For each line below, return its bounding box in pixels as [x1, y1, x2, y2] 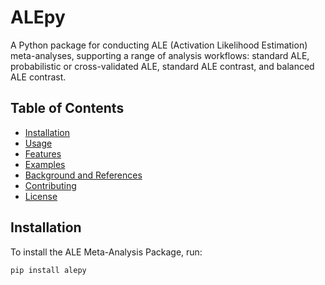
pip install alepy [10, 265, 87, 275]
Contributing [24, 179, 77, 191]
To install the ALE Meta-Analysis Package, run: [10, 246, 203, 258]
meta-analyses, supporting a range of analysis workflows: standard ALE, [10, 49, 310, 61]
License [24, 190, 58, 202]
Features [24, 147, 62, 160]
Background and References [24, 169, 143, 181]
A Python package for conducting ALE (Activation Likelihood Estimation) [10, 39, 308, 51]
